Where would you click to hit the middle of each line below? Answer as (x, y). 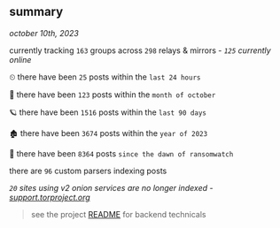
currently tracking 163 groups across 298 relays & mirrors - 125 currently (140, 50)
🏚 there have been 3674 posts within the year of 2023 (109, 133)
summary (36, 12)
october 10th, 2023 (44, 33)
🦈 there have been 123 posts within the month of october (113, 95)
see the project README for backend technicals (118, 214)
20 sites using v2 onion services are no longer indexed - (111, 187)
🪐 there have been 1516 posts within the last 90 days (108, 112)
